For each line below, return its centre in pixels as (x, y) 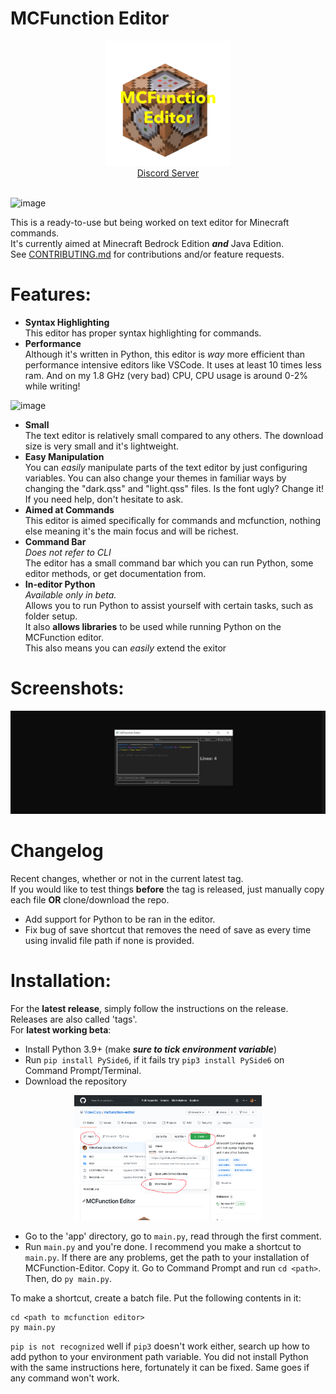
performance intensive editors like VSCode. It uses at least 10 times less (173, 364)
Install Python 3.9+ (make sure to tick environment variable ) (150, 1049)
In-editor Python (60, 584)
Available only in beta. (70, 594)
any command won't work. (65, 1378)
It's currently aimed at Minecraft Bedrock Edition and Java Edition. (147, 243)
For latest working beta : (61, 1030)
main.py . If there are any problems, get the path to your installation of (167, 1258)
